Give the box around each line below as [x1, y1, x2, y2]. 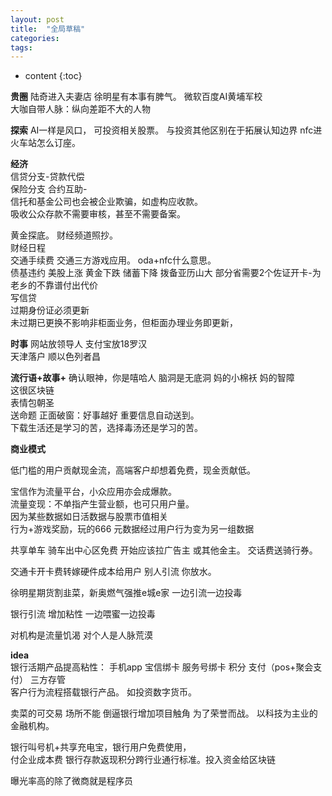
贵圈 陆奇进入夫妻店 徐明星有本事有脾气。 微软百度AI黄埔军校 [10, 91, 263, 103]
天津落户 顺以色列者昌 [10, 351, 101, 363]
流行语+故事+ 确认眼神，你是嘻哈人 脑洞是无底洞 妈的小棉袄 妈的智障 [10, 372, 295, 384]
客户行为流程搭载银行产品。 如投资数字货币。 [10, 686, 197, 698]
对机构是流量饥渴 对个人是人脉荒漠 [10, 629, 153, 641]
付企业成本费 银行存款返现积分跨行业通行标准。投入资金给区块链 [10, 754, 276, 766]
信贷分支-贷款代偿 [10, 171, 85, 183]
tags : [10, 42, 33, 53]
